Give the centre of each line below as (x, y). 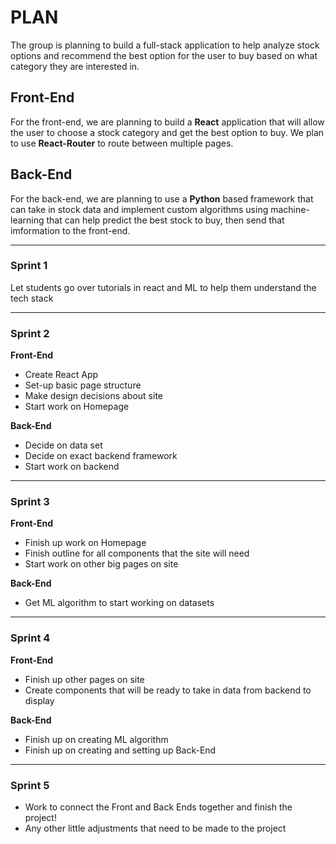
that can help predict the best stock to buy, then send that (165, 220)
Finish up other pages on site (84, 679)
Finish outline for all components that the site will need (137, 553)
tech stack (32, 298)
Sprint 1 (29, 266)
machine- (290, 209)
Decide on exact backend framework (101, 456)
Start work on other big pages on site (101, 564)
